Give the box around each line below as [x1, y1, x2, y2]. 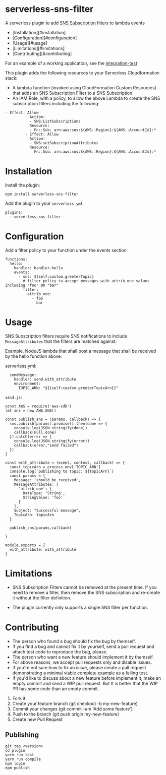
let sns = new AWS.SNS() [5, 408, 56, 413]
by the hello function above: [5, 353, 62, 359]
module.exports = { [5, 542, 46, 548]
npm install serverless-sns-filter [5, 192, 79, 196]
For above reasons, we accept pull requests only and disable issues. [12, 659, 152, 665]
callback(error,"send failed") [14, 443, 79, 448]
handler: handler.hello [14, 265, 63, 270]
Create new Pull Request [12, 716, 63, 722]
